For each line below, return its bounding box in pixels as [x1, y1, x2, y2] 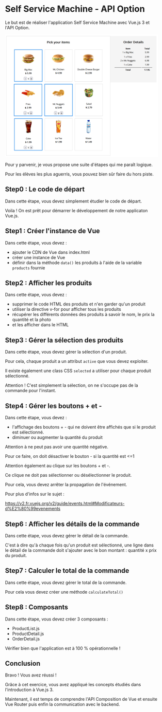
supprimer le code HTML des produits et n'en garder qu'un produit [12, 301, 146, 307]
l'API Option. [5, 24, 30, 30]
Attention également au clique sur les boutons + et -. [5, 463, 111, 468]
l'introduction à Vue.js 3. [5, 687, 54, 693]
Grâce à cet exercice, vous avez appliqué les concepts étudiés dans [5, 682, 141, 688]
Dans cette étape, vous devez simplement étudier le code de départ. [5, 198, 142, 204]
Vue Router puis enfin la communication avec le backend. [5, 701, 120, 707]
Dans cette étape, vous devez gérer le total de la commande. [5, 580, 127, 585]
